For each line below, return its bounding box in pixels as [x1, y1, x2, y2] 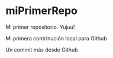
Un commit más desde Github [5, 46, 78, 53]
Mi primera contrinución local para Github [5, 35, 107, 42]
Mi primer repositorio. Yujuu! [5, 23, 75, 30]
